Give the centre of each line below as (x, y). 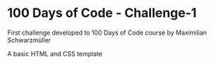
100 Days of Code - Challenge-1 (102, 13)
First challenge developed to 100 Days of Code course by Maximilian (107, 32)
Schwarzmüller (29, 40)
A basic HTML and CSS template (55, 54)
